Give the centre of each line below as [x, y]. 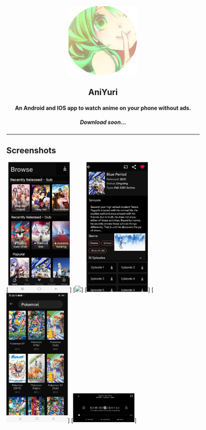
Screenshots [31, 151]
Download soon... [103, 122]
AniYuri [103, 92]
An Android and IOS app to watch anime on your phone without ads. [103, 108]
